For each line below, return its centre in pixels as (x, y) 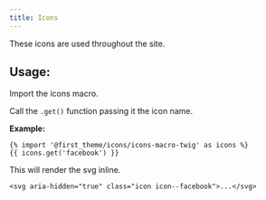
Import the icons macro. (54, 94)
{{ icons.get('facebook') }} (64, 153)
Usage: (30, 72)
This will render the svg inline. (65, 170)
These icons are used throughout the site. (87, 43)
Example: (28, 129)
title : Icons (34, 18)
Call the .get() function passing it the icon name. (101, 111)
